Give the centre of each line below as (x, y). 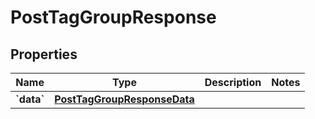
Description (233, 82)
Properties (44, 54)
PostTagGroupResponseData (124, 99)
